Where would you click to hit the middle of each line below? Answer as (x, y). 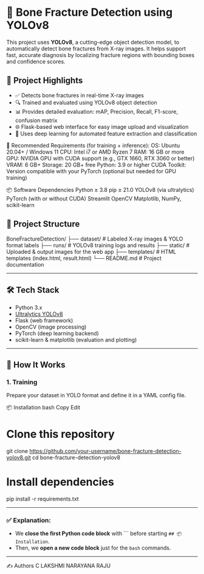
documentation (25, 264)
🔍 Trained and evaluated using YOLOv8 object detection (86, 102)
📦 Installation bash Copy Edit (43, 408)
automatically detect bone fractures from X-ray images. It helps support (96, 49)
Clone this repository (61, 434)
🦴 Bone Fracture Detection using (90, 12)
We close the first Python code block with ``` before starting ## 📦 (98, 533)
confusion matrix (36, 120)
